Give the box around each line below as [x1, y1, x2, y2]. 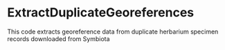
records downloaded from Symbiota [7, 34, 110, 42]
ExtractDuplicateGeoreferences [7, 5, 195, 21]
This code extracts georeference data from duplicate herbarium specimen [7, 27, 219, 36]
